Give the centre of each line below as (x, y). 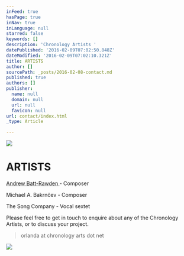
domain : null (28, 99)
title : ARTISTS (25, 61)
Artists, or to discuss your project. (47, 224)
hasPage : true (24, 17)
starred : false (25, 34)
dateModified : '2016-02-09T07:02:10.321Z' (59, 56)
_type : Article (25, 122)
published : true (26, 77)
